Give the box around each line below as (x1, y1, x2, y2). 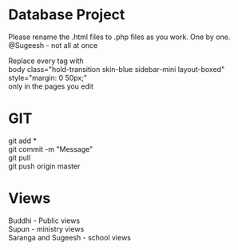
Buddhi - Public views (8, 216, 81, 225)
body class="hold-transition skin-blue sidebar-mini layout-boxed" (8, 64, 225, 73)
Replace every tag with (8, 56, 84, 65)
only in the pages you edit (8, 81, 94, 91)
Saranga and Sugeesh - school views (8, 232, 132, 242)
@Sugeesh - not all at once (8, 40, 98, 50)
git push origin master (8, 161, 81, 171)
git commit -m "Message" (8, 144, 93, 153)
